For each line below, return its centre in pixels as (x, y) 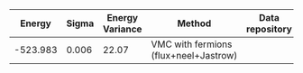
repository (270, 29)
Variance (122, 29)
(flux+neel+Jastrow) (194, 55)
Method (194, 23)
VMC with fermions (192, 44)
